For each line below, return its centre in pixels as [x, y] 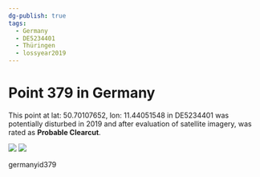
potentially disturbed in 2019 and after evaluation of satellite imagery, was [130, 123]
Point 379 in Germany [82, 93]
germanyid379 [32, 164]
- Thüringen [36, 46]
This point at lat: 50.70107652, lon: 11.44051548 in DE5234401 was [119, 115]
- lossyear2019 [41, 53]
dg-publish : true [37, 16]
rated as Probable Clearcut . [55, 132]
